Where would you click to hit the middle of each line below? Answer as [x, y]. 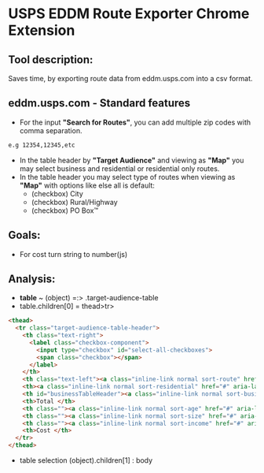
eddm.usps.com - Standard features [99, 103]
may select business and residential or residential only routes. [119, 168]
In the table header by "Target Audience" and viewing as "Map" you [132, 160]
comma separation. [51, 130]
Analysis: [32, 279]
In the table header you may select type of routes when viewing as [127, 177]
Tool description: [51, 60]
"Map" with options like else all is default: [87, 185]
